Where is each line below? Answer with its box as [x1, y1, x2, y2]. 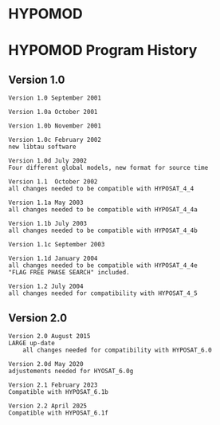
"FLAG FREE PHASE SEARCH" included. [8, 269, 130, 277]
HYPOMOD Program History [8, 41, 198, 60]
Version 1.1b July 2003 [8, 220, 88, 228]
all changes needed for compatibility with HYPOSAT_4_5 [8, 289, 198, 297]
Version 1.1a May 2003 [8, 199, 84, 207]
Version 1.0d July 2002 [8, 157, 88, 165]
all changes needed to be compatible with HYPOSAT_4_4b [8, 226, 198, 235]
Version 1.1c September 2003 [8, 241, 105, 249]
